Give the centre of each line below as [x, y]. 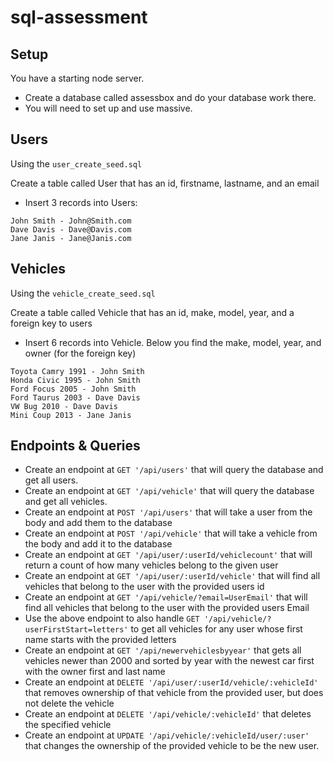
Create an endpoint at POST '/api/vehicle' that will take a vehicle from [171, 533]
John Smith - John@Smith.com [71, 221]
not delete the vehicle [69, 703]
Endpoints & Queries [75, 446]
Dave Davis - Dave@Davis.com [71, 229]
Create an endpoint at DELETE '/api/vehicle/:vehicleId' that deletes [168, 714]
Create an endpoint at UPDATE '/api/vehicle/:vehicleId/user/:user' [167, 735]
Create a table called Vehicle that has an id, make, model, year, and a [152, 312]
